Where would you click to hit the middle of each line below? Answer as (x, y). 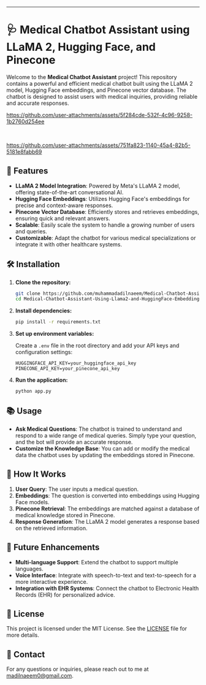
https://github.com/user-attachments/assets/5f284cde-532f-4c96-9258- (100, 115)
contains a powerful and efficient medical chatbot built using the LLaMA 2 (100, 83)
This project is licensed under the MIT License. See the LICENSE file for (97, 629)
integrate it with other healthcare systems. (69, 244)
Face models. (32, 502)
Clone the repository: (43, 282)
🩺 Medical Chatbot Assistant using (98, 30)
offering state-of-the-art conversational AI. (69, 192)
